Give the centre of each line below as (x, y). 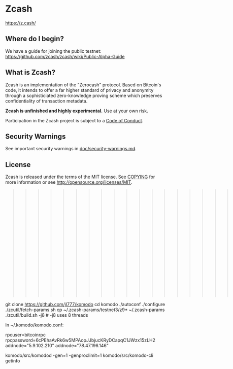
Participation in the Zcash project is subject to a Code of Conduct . (74, 120)
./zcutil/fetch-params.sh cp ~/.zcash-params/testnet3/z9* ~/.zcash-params (85, 310)
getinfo (13, 361)
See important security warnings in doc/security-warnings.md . (71, 149)
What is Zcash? (30, 72)
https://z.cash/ (21, 23)
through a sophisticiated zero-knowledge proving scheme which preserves (84, 95)
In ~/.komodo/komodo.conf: (35, 325)
